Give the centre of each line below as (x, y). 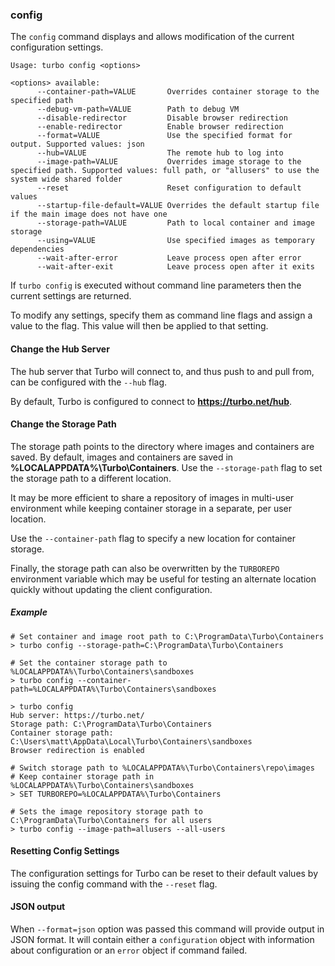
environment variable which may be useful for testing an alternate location (163, 579)
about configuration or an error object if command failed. (129, 950)
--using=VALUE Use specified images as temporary (175, 241)
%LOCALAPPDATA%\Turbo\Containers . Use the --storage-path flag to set (166, 467)
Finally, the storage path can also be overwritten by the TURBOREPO (145, 568)
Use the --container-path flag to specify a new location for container (153, 538)
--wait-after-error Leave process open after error (169, 258)
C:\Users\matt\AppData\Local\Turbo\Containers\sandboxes (131, 741)
